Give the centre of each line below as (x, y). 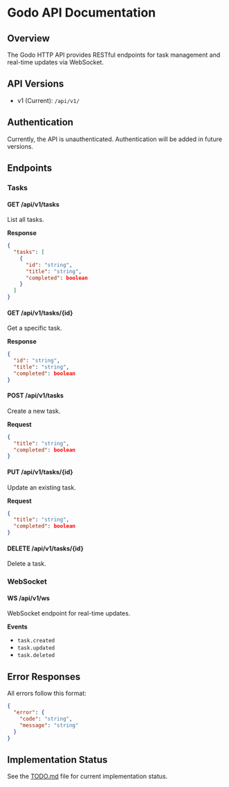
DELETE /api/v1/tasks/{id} (46, 548)
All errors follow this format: (47, 694)
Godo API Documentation (82, 13)
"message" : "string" (49, 725)
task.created (36, 641)
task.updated (36, 648)
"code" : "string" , (46, 719)
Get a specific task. (35, 328)
